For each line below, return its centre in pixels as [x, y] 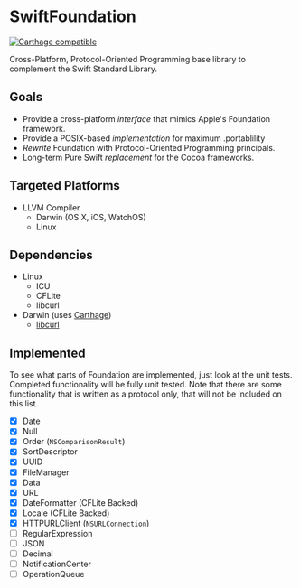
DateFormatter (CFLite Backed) [80, 502]
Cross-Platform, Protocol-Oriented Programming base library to [128, 59]
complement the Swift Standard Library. [84, 69]
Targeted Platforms [65, 186]
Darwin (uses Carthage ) [67, 315]
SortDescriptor [50, 452]
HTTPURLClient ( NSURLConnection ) [86, 523]
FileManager [46, 472]
